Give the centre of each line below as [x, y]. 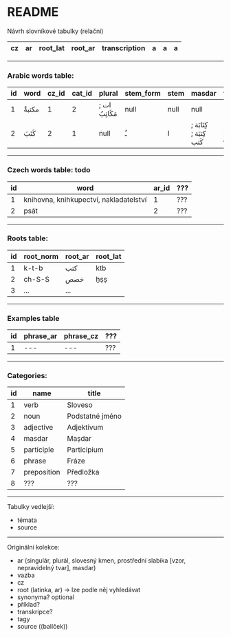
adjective [38, 428]
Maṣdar [79, 439]
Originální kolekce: [33, 547]
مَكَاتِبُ [108, 114]
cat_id [82, 94]
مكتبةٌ [32, 109]
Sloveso [80, 405]
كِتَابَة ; [199, 125]
